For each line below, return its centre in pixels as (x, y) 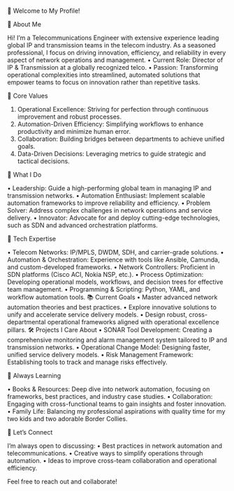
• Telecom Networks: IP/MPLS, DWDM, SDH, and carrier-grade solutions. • (116, 252)
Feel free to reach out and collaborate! (62, 482)
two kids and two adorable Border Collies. (67, 419)
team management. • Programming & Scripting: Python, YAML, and (104, 289)
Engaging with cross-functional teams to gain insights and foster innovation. (117, 404)
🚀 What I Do (24, 175)
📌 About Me (24, 24)
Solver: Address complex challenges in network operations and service (110, 210)
